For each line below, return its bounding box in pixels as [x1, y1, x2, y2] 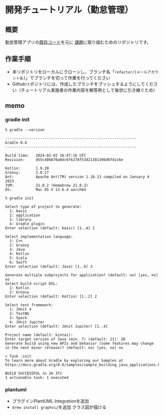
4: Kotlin [9, 251, 29, 256]
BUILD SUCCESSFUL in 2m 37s [5, 371, 62, 376]
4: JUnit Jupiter [9, 319, 45, 325]
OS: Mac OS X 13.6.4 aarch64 [5, 187, 86, 192]
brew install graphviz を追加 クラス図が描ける [12, 404, 106, 410]
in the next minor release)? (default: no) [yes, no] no [5, 345, 123, 350]
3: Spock [9, 315, 27, 320]
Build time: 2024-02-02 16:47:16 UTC [5, 153, 86, 158]
